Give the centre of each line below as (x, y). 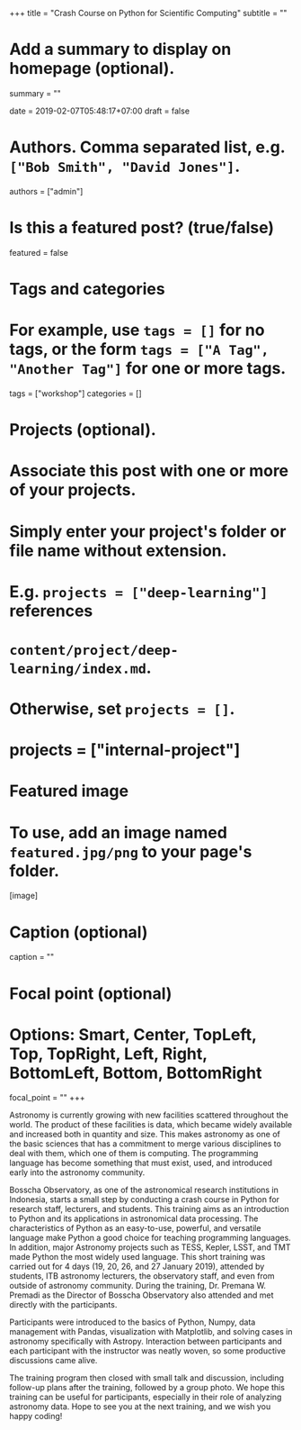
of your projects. (73, 490)
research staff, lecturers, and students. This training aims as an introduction (149, 1209)
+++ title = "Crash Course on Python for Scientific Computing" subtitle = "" (148, 13)
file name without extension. (118, 551)
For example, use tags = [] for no (137, 330)
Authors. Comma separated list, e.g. (147, 147)
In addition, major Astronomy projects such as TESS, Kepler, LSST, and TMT (150, 1247)
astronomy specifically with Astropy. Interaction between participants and (146, 1342)
